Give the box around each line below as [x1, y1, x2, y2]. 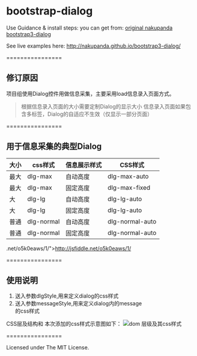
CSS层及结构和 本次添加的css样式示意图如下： [6, 320, 122, 328]
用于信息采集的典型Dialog [6, 142, 102, 152]
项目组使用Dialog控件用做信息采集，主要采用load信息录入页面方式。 [6, 90, 175, 97]
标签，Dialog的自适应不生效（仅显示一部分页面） [31, 110, 153, 117]
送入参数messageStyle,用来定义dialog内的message [14, 300, 142, 307]
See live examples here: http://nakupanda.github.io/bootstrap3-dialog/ [6, 42, 181, 49]
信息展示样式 [65, 161, 102, 169]
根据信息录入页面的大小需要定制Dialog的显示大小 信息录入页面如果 [20, 102, 186, 110]
